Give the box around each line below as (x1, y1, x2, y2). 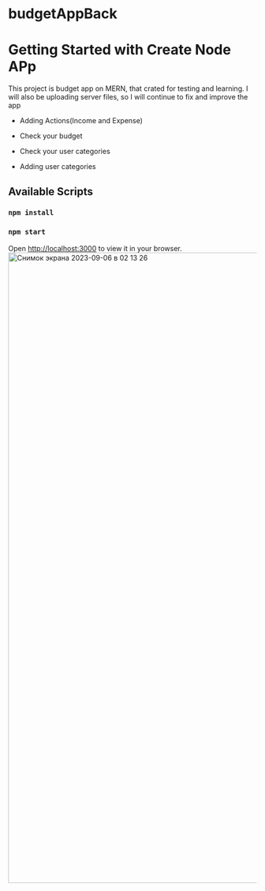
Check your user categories (19, 147, 110, 156)
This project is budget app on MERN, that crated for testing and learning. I (8, 84, 248, 93)
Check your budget (19, 131, 83, 141)
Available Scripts (8, 185, 93, 198)
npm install (8, 209, 54, 217)
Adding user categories (19, 162, 96, 171)
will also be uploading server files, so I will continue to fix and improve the (8, 92, 248, 102)
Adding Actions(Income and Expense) (19, 116, 144, 126)
